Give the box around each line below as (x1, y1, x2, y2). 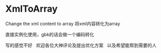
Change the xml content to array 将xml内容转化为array (5, 20, 120, 26)
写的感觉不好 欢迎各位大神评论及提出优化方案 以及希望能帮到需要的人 (5, 42, 157, 48)
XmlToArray (5, 3, 58, 15)
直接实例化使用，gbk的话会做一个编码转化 (5, 31, 94, 37)
